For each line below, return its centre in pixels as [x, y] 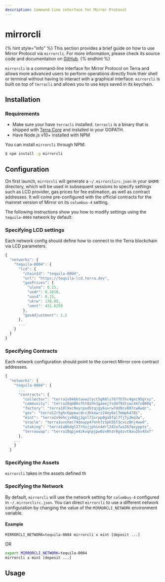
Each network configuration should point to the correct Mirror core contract [82, 362]
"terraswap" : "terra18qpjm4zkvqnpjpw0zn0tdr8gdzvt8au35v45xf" [88, 431]
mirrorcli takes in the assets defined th [46, 473]
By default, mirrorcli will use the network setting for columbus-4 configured [82, 497]
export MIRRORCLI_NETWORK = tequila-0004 [46, 553]
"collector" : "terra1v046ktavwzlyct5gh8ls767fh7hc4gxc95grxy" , [89, 399]
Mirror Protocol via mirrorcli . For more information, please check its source [82, 53]
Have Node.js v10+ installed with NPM [51, 135]
